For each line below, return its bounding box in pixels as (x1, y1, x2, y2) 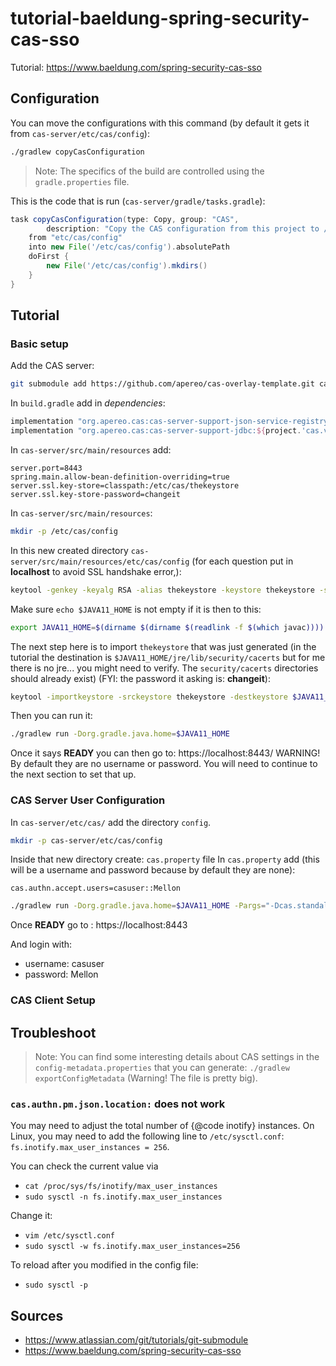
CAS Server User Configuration (10, 793, 166, 807)
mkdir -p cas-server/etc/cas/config (10, 835, 163, 846)
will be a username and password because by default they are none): (10, 864, 296, 876)
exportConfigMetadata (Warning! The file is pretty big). (34, 1072, 258, 1084)
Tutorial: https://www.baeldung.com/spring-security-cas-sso (10, 61, 262, 73)
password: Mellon (24, 968, 99, 981)
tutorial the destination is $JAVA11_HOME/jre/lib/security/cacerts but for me (10, 651, 326, 663)
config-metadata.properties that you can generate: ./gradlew (34, 1062, 290, 1074)
